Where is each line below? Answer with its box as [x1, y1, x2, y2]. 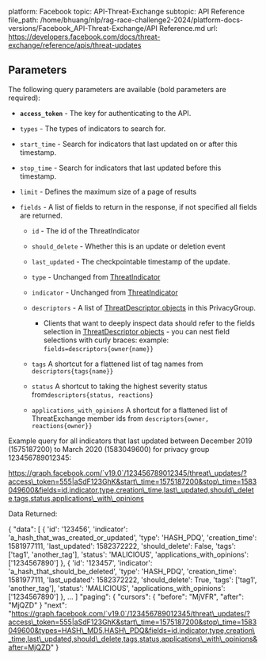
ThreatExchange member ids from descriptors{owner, [31, 413, 210, 423]
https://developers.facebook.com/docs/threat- [8, 32, 161, 41]
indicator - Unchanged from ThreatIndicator [31, 288, 178, 297]
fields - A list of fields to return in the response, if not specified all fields [19, 202, 257, 211]
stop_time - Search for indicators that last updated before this [19, 163, 222, 172]
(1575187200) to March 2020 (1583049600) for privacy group [8, 444, 210, 454]
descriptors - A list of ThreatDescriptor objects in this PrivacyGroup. [31, 303, 256, 312]
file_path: [8, 15, 39, 25]
